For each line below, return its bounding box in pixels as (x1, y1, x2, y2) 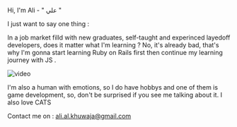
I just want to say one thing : (7, 20, 90, 28)
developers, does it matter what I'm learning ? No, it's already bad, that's (7, 41, 219, 49)
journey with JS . (7, 56, 57, 64)
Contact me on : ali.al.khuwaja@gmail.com (7, 112, 132, 120)
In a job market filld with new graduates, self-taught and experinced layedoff (7, 33, 231, 42)
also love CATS (7, 98, 52, 107)
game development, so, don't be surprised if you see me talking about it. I (7, 91, 223, 99)
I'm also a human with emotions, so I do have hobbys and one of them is (7, 83, 218, 91)
